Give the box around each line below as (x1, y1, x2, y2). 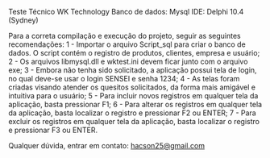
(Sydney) (8, 15, 39, 25)
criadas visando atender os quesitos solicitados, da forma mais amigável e (8, 82, 256, 92)
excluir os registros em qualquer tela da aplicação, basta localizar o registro (8, 117, 260, 126)
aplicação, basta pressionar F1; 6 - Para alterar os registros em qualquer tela (8, 100, 263, 109)
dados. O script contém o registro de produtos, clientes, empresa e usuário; (8, 48, 260, 57)
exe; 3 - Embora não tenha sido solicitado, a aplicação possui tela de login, (8, 65, 257, 75)
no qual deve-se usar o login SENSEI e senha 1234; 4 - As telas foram (8, 74, 240, 83)
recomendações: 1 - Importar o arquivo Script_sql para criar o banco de (8, 39, 246, 49)
